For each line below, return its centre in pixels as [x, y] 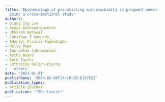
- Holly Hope [18, 46]
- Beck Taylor [20, 60]
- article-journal [24, 87]
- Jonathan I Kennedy [27, 37]
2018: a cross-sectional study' [43, 14]
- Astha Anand [20, 55]
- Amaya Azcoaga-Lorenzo [30, 28]
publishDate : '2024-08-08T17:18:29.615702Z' [51, 78]
